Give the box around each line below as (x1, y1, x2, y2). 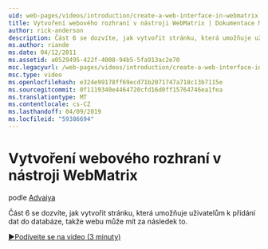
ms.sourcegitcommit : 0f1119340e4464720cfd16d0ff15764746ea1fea (8, 85, 223, 94)
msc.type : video (8, 71, 62, 79)
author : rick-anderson (8, 26, 84, 34)
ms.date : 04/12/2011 (8, 49, 77, 56)
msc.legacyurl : (8, 64, 59, 72)
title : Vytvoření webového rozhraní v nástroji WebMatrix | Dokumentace (8, 19, 255, 27)
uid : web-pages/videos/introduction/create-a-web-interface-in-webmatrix (8, 11, 259, 20)
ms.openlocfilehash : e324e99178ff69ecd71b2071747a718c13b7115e (8, 78, 223, 86)
